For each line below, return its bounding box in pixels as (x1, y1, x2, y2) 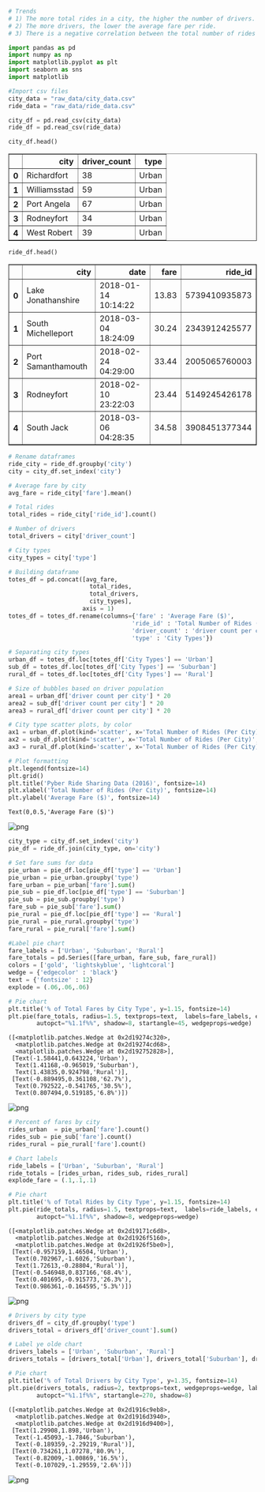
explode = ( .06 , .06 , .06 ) (8, 983, 90, 991)
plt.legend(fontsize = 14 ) (8, 765, 90, 772)
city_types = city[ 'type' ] (8, 554, 97, 562)
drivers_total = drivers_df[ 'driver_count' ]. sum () (8, 1326, 178, 1334)
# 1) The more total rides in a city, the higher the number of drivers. (8, 14, 256, 23)
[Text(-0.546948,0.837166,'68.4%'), (11, 1268, 132, 1276)
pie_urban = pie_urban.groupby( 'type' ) (8, 874, 140, 881)
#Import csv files (8, 87, 69, 95)
